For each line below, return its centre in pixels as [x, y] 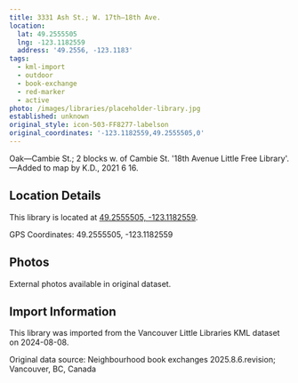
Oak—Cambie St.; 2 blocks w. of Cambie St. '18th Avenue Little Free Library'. [149, 158]
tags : [19, 59]
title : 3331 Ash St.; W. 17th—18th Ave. [85, 17]
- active [33, 100]
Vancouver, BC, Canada [52, 369]
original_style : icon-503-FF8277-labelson [89, 125]
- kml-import [41, 68]
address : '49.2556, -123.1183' [75, 51]
